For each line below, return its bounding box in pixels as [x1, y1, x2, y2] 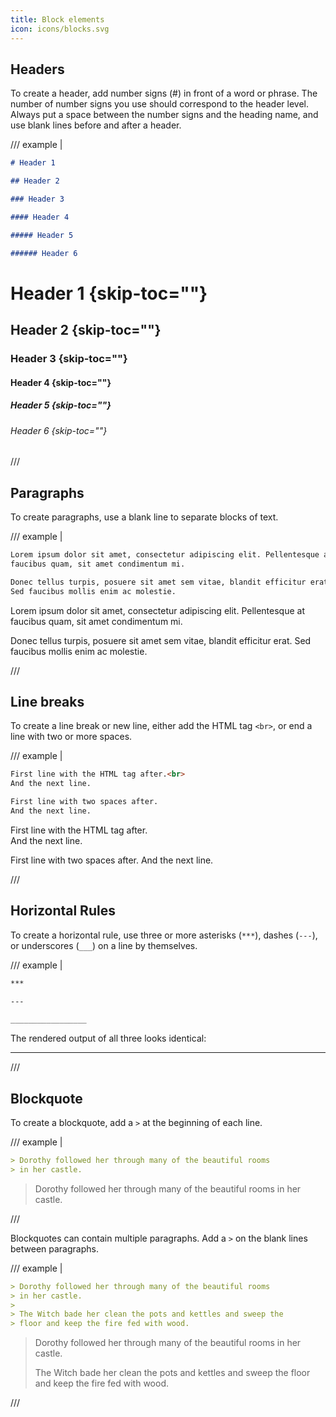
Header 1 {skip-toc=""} [10, 282, 208, 305]
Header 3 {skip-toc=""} [10, 352, 128, 366]
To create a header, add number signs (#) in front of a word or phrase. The [10, 87, 318, 100]
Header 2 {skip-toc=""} [10, 322, 162, 339]
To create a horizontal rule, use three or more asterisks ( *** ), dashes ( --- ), [10, 929, 318, 941]
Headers [10, 61, 65, 78]
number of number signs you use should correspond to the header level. [10, 98, 309, 110]
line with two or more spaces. [10, 731, 133, 743]
